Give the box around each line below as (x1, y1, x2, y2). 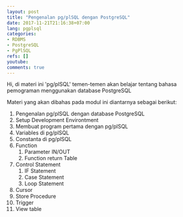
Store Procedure (15, 192, 56, 200)
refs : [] (7, 53, 29, 59)
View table (15, 206, 42, 213)
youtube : (7, 59, 29, 65)
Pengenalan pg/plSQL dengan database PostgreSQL (15, 110, 145, 117)
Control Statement (15, 161, 61, 168)
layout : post (7, 8, 39, 15)
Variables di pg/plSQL (15, 129, 69, 136)
